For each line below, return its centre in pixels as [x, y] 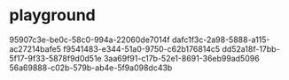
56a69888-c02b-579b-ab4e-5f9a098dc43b [91, 68]
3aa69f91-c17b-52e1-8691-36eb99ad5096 [181, 58]
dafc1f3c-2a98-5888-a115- [221, 40]
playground [52, 15]
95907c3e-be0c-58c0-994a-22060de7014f [90, 40]
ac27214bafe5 [35, 48]
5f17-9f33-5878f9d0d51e [55, 58]
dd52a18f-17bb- [251, 48]
